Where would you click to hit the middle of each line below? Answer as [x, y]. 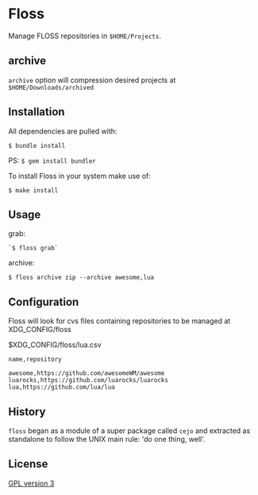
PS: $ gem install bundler [52, 160]
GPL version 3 [31, 483]
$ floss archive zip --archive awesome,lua [81, 278]
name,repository [35, 360]
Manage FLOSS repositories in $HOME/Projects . [85, 36]
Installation [37, 112]
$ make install [33, 190]
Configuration [44, 302]
